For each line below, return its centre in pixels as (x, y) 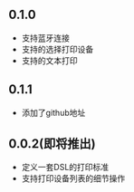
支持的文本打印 (49, 60)
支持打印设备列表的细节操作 (73, 178)
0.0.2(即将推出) (52, 144)
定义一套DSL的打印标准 (65, 168)
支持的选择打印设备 (57, 49)
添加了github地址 (53, 112)
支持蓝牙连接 (45, 38)
